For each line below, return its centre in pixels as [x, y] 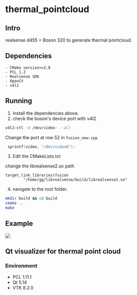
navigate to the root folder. [40, 189]
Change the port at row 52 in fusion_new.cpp [51, 137]
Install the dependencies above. [46, 113]
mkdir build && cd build [31, 198]
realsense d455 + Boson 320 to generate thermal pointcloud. [69, 40]
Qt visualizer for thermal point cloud [63, 251]
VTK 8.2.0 [23, 287]
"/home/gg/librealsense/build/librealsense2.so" [75, 180]
